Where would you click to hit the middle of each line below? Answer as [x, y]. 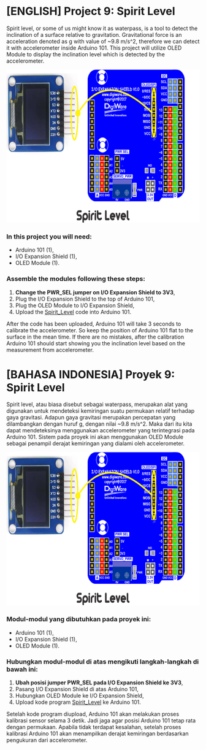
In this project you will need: [49, 236]
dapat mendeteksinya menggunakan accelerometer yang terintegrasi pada [101, 430]
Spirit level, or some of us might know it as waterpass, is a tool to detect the [102, 28]
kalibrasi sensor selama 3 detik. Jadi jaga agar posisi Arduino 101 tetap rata [101, 721]
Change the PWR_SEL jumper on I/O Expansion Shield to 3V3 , [95, 292]
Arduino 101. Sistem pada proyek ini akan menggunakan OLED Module [95, 437]
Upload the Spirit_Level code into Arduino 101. [73, 312]
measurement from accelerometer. [50, 350]
